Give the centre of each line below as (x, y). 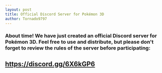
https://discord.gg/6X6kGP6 (50, 64)
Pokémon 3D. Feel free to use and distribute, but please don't (79, 42)
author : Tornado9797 (26, 19)
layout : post (18, 10)
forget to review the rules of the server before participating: (78, 48)
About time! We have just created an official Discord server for (81, 36)
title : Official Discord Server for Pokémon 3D (55, 14)
